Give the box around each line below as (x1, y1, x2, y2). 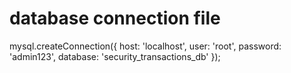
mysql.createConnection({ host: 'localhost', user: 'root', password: (9, 40, 282, 52)
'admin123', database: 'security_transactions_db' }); (9, 50, 221, 62)
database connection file (9, 7, 221, 30)
